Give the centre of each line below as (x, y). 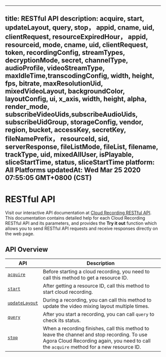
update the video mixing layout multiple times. (96, 306)
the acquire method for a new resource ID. (92, 347)
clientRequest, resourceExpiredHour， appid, (77, 37)
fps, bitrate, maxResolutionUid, (54, 84)
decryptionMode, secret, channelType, (67, 61)
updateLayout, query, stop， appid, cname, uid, (80, 28)
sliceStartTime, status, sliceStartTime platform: (80, 162)
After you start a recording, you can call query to (99, 314)
